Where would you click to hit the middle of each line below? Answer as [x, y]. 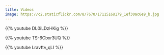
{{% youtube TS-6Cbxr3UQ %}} [38, 38]
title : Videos [20, 10]
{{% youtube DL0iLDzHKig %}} [37, 28]
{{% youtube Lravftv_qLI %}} [34, 47]
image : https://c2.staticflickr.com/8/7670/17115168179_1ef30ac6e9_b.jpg [82, 14]
